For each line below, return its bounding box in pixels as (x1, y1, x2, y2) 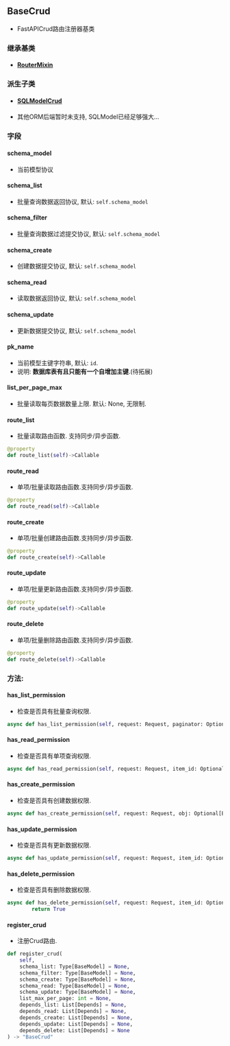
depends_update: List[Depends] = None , (19, 1021, 133, 1027)
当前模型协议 (16, 165, 53, 174)
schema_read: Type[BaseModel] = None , (19, 982, 130, 989)
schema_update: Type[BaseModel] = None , (19, 988, 136, 996)
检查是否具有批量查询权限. (16, 707, 91, 715)
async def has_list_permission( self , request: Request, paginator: (7, 721, 204, 728)
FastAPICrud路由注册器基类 (16, 24, 95, 33)
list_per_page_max (7, 384, 63, 392)
